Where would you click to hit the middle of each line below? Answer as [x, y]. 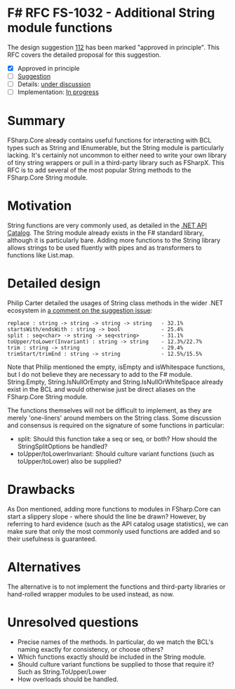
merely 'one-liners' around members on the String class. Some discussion [114, 418]
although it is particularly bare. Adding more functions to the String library [114, 241]
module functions [60, 28]
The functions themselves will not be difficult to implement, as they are [110, 410]
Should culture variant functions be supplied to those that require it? [116, 664]
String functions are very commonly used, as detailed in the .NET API [107, 225]
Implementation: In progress [58, 92]
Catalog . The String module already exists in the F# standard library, [106, 233]
